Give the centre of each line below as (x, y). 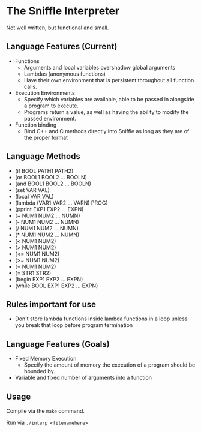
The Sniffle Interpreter (63, 11)
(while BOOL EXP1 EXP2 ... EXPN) (56, 286)
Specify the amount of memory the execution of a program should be (109, 365)
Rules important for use (51, 304)
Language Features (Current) (62, 46)
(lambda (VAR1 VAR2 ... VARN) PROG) (61, 203)
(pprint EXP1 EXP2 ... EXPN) (49, 209)
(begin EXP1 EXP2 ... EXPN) (49, 279)
